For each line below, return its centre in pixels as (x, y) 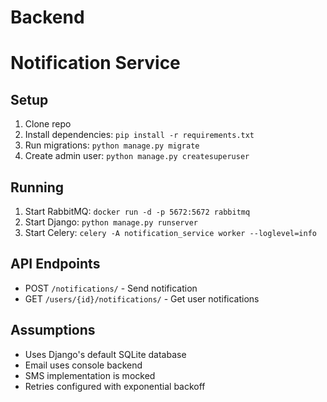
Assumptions (53, 330)
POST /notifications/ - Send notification (111, 288)
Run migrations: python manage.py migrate (112, 145)
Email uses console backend (83, 365)
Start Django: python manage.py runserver (111, 222)
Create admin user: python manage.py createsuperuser (137, 156)
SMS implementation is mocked (90, 375)
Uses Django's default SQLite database (105, 354)
